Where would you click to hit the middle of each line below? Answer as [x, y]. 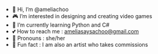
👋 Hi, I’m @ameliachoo [40, 9]
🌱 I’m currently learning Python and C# [61, 25]
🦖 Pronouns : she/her [39, 38]
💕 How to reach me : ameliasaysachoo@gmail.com [75, 31]
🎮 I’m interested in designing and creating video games [82, 16]
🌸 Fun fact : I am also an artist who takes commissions [80, 45]
